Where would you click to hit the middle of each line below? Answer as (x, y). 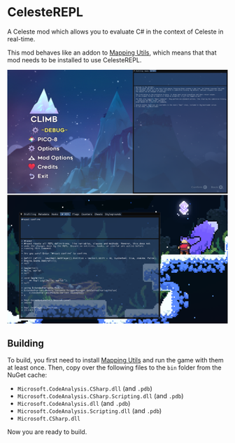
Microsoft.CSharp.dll (49, 419)
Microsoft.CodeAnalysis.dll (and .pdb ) (74, 404)
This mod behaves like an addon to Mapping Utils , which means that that (112, 52)
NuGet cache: (27, 375)
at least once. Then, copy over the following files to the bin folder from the (114, 367)
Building (26, 343)
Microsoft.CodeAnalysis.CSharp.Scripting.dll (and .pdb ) (100, 396)
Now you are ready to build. (47, 432)
